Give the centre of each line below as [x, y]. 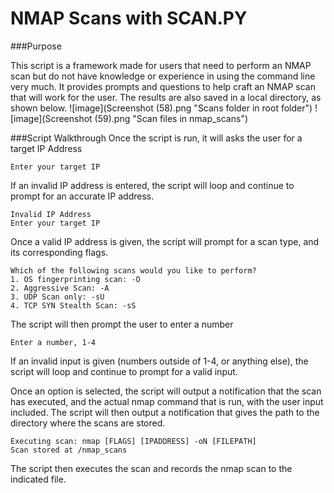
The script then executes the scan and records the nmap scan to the [151, 468]
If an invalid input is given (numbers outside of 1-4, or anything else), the [159, 361]
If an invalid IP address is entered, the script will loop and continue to [152, 185]
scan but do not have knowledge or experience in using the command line [163, 76]
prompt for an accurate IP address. [82, 196]
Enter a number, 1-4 [53, 342]
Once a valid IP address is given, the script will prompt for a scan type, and [165, 241]
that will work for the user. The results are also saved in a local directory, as [166, 97]
